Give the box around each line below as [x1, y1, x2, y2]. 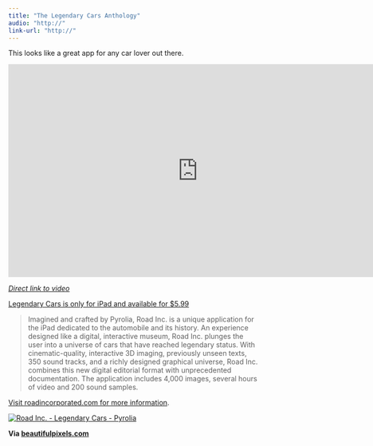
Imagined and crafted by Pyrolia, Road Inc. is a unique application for [27, 314, 255, 324]
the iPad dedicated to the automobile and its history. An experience [27, 323, 249, 333]
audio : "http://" [8, 19, 66, 27]
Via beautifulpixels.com [8, 428, 89, 439]
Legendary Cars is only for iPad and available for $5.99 [8, 299, 190, 309]
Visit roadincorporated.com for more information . [8, 398, 170, 408]
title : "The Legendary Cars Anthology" [8, 11, 141, 20]
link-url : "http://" [8, 26, 77, 34]
